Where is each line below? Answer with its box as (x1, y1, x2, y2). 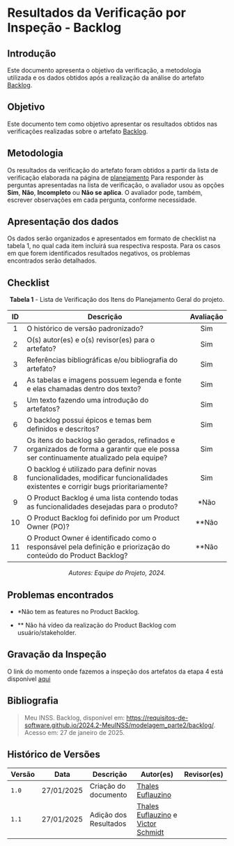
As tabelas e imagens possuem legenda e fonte (26, 375, 182, 385)
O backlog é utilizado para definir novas (26, 465, 157, 474)
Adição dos (89, 810, 127, 819)
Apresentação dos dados (7, 216, 119, 228)
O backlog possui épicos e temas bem (26, 416, 152, 425)
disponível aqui (7, 674, 51, 683)
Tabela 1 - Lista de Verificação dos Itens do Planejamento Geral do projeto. (9, 296, 225, 304)
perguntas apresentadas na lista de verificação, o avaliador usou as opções (7, 180, 225, 189)
